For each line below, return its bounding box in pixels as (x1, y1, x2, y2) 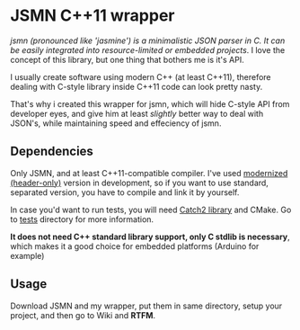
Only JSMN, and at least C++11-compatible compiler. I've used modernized (10, 167, 288, 178)
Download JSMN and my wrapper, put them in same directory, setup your (10, 300, 283, 311)
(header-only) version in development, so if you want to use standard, (10, 177, 269, 188)
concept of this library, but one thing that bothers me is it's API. (10, 54, 245, 65)
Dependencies (10, 144, 93, 159)
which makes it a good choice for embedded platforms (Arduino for (10, 240, 260, 252)
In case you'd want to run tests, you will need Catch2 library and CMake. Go (10, 204, 292, 215)
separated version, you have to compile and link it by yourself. (10, 186, 240, 198)
